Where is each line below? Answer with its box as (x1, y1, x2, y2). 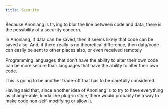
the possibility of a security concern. (5, 26, 82, 33)
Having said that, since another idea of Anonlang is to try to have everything (5, 87, 163, 93)
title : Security (5, 7, 39, 13)
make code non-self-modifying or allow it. (5, 98, 92, 104)
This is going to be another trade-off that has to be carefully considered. (5, 77, 156, 83)
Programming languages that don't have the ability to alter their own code (5, 57, 158, 63)
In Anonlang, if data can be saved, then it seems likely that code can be (5, 36, 154, 42)
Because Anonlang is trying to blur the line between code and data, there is (5, 21, 162, 27)
